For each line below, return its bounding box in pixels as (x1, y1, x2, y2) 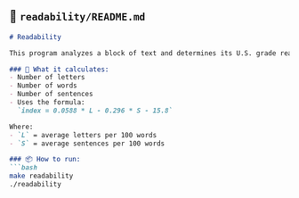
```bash (9, 163, 38, 172)
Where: (9, 122, 34, 131)
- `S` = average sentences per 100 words (9, 139, 166, 148)
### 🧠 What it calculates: (9, 64, 109, 74)
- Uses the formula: (9, 98, 86, 107)
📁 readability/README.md (9, 9, 146, 24)
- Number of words (9, 81, 77, 90)
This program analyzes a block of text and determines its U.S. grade (9, 48, 277, 58)
